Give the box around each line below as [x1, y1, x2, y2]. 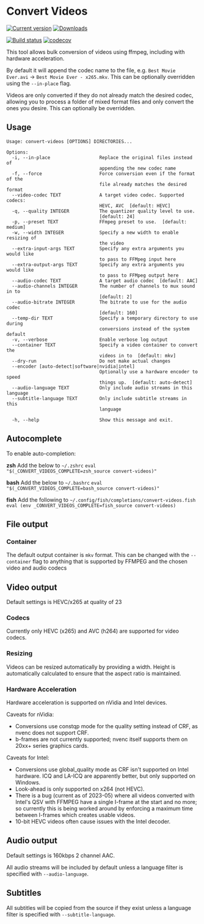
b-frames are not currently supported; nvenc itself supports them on [15, 736, 188, 743]
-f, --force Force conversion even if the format [12, 170, 195, 177]
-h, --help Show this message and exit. [12, 417, 173, 423]
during [6, 320, 23, 327]
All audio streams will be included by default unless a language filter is [6, 863, 183, 871]
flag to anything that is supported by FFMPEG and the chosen [32, 558, 188, 565]
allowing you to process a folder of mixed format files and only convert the [6, 98, 194, 105]
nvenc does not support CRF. [15, 729, 89, 736]
